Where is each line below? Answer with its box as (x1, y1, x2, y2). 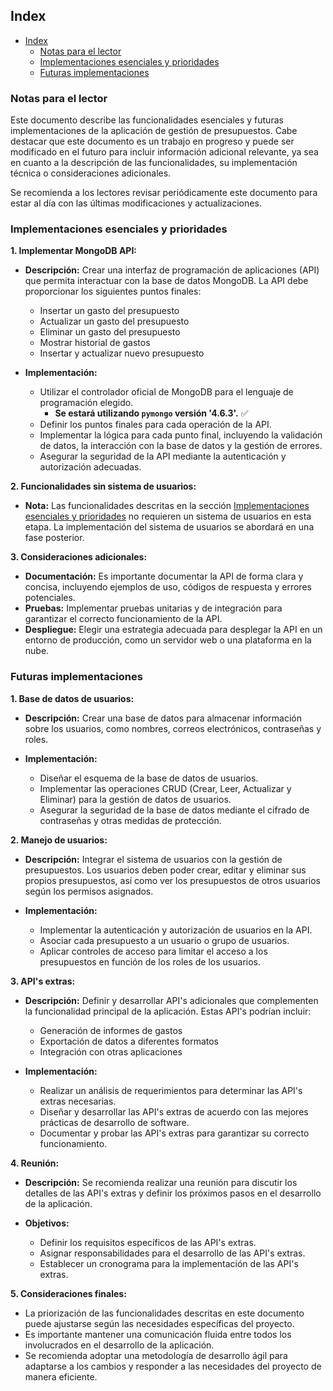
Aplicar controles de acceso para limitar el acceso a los (39, 945, 268, 957)
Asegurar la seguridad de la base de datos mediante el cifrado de (39, 804, 310, 816)
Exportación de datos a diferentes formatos (39, 1035, 219, 1047)
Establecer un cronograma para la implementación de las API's (39, 1257, 299, 1269)
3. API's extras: (10, 975, 76, 987)
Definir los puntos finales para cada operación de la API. (39, 419, 272, 431)
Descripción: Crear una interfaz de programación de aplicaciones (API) (24, 264, 320, 276)
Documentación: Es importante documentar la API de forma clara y (24, 570, 304, 583)
